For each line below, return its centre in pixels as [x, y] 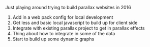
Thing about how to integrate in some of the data [64, 33]
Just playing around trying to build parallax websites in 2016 [68, 7]
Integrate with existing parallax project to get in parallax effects [79, 28]
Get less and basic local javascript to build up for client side [75, 23]
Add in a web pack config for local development [63, 17]
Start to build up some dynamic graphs [53, 39]
